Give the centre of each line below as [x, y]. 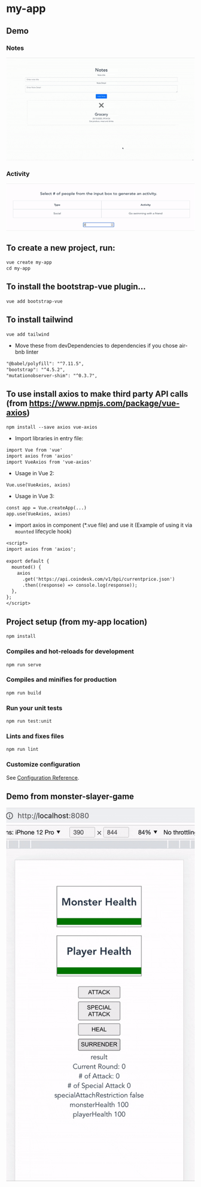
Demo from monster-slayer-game [70, 797]
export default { [28, 561]
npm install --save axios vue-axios [52, 427]
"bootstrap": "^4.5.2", [36, 369]
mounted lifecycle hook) [43, 532]
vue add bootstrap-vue [34, 301]
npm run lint [22, 750]
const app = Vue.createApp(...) [46, 508]
